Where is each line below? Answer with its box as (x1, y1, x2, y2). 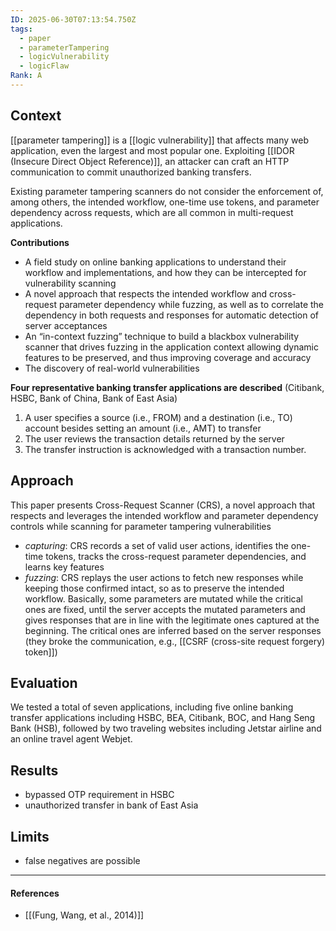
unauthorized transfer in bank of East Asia (24, 799, 199, 811)
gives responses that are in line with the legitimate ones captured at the (24, 614, 320, 626)
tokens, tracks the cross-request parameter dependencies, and (45, 550, 307, 562)
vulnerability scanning (24, 277, 117, 289)
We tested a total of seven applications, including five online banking (10, 701, 294, 713)
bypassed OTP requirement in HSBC (24, 789, 175, 801)
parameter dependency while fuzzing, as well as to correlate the (58, 298, 325, 310)
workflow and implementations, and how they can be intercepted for (24, 266, 307, 278)
